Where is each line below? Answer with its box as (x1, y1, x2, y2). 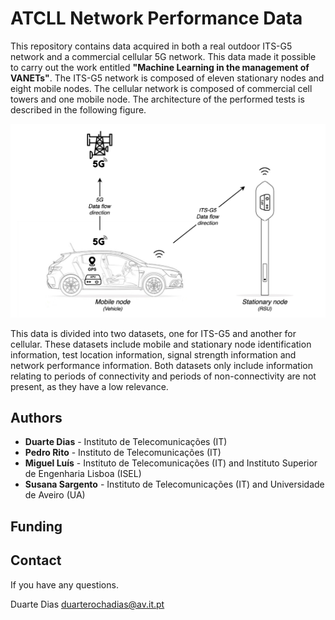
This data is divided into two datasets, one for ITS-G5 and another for (10, 327, 297, 339)
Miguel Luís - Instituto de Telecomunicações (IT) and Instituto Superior (24, 457, 318, 469)
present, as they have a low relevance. (10, 380, 169, 392)
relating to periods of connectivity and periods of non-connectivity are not (10, 370, 317, 382)
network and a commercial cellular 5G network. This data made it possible (10, 50, 317, 62)
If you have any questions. (10, 578, 119, 591)
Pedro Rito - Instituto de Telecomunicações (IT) (24, 447, 222, 459)
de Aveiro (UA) (24, 489, 86, 501)
